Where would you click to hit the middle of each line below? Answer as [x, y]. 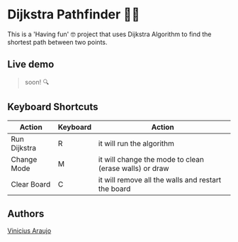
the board [114, 189]
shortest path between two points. [57, 42]
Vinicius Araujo [29, 231]
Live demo [31, 64]
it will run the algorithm [136, 143]
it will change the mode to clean [151, 159]
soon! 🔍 [37, 82]
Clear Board [31, 184]
